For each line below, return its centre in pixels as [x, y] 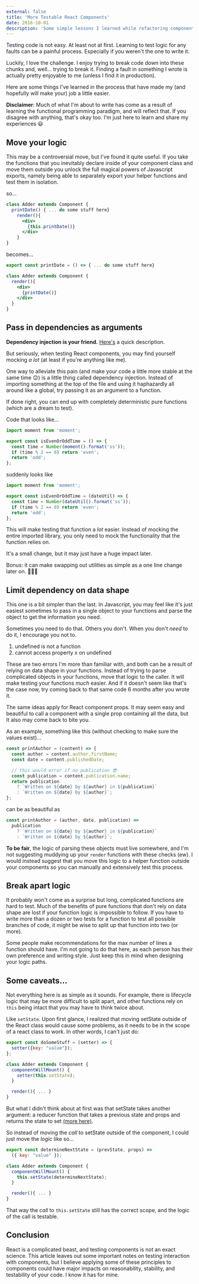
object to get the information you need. [54, 617]
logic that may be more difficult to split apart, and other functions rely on [95, 1001]
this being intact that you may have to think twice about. [76, 1008]
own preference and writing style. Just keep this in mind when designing [95, 956]
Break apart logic [38, 885]
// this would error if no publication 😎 [64, 770]
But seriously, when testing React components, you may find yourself [91, 353]
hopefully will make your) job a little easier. [58, 93]
